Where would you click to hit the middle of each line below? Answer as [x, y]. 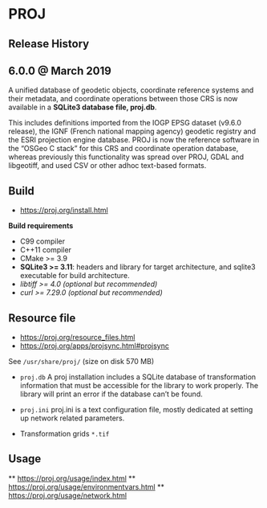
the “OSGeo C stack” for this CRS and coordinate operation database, [123, 149]
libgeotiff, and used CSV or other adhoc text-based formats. [107, 166]
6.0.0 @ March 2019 [60, 70]
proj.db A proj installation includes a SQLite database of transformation [138, 377]
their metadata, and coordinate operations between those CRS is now [123, 99]
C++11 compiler [46, 250]
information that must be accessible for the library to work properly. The [139, 386]
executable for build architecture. [75, 276]
